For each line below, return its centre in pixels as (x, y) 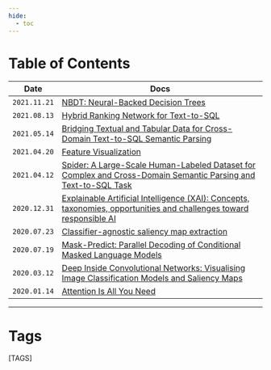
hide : (17, 16)
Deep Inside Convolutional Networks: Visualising (154, 268)
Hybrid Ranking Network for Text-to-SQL (141, 116)
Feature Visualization (101, 152)
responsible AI (89, 219)
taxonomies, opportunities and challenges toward (155, 208)
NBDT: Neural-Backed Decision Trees (133, 103)
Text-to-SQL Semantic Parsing (152, 139)
